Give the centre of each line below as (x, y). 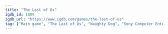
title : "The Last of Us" (31, 10)
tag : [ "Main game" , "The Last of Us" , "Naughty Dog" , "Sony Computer (79, 24)
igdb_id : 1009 (20, 14)
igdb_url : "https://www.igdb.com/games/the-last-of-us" (64, 19)
